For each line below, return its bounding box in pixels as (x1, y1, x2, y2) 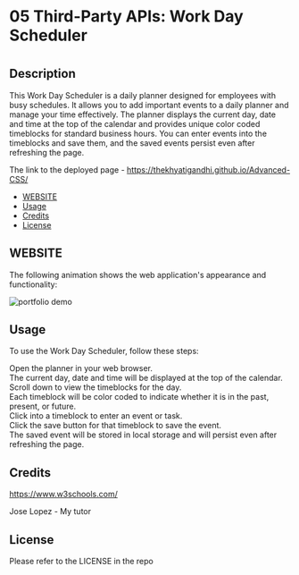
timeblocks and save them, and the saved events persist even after (9, 137, 255, 148)
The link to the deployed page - (9, 164, 125, 175)
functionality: (9, 279, 58, 290)
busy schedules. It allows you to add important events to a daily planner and (9, 99, 289, 110)
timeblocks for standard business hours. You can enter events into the (9, 128, 268, 139)
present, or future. (9, 401, 77, 412)
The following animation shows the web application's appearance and (9, 269, 267, 280)
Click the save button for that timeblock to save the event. (9, 420, 221, 431)
